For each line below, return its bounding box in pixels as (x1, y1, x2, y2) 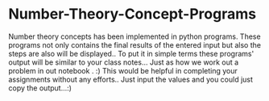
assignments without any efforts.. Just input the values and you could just (8, 74, 254, 84)
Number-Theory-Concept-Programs (8, 5, 256, 23)
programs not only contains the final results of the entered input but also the (8, 40, 262, 49)
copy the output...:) (8, 82, 72, 93)
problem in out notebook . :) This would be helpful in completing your (8, 65, 238, 75)
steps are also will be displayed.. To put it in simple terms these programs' (8, 48, 255, 58)
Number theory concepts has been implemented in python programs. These (8, 32, 261, 41)
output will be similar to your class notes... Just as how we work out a (8, 57, 239, 67)
